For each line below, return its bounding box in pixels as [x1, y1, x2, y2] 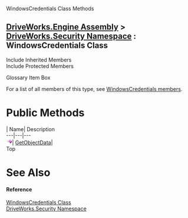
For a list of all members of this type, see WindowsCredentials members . [6, 85, 183, 92]
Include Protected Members [6, 62, 74, 70]
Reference [6, 186, 32, 193]
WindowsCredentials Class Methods [6, 5, 94, 12]
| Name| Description [6, 125, 55, 132]
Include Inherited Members [6, 56, 72, 63]
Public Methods [6, 106, 85, 119]
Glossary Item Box [6, 74, 51, 81]
